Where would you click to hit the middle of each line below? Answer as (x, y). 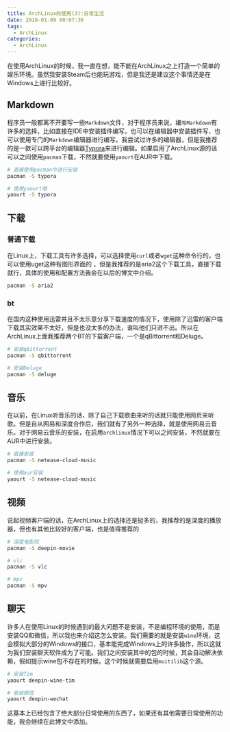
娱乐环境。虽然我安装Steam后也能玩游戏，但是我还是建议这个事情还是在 (109, 74)
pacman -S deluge (32, 374)
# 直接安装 (21, 454)
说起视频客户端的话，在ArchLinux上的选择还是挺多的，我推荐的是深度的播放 (114, 520)
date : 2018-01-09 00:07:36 (46, 20)
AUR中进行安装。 (31, 441)
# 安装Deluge (25, 368)
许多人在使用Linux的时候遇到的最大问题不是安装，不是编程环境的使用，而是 (114, 626)
